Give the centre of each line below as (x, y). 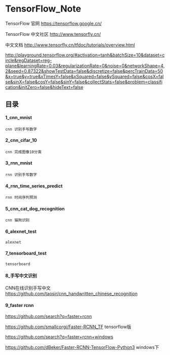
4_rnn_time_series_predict (34, 186)
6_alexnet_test (21, 231)
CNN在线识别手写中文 (28, 288)
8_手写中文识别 (21, 276)
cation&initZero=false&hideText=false (44, 87)
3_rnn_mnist (19, 163)
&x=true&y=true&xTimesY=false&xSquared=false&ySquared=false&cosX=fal (84, 76)
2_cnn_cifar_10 (21, 140)
